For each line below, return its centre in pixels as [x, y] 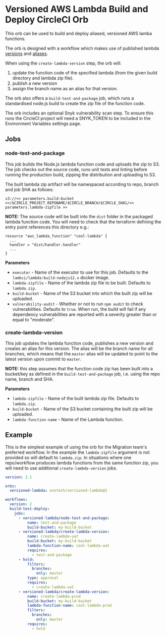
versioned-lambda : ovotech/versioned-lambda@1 [58, 491]
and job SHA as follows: [29, 189]
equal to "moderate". [33, 319]
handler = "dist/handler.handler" [45, 245]
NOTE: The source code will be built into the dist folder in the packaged [79, 216]
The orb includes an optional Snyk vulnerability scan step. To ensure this [79, 113]
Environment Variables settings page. [43, 123]
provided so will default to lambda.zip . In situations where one [68, 458]
